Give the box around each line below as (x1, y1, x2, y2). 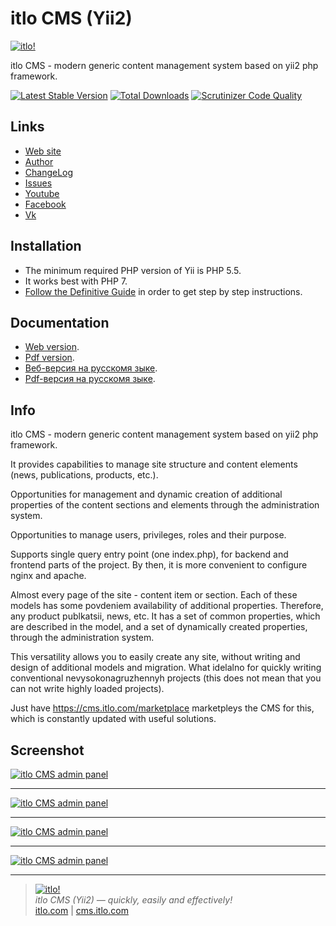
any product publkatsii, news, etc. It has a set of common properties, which (10, 610, 321, 622)
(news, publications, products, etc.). (10, 469, 159, 481)
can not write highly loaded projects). (10, 683, 165, 695)
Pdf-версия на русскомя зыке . (24, 373, 156, 385)
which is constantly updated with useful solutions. (10, 713, 217, 725)
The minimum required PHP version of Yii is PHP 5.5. (24, 264, 242, 276)
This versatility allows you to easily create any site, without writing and (10, 651, 301, 663)
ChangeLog (24, 166, 74, 178)
